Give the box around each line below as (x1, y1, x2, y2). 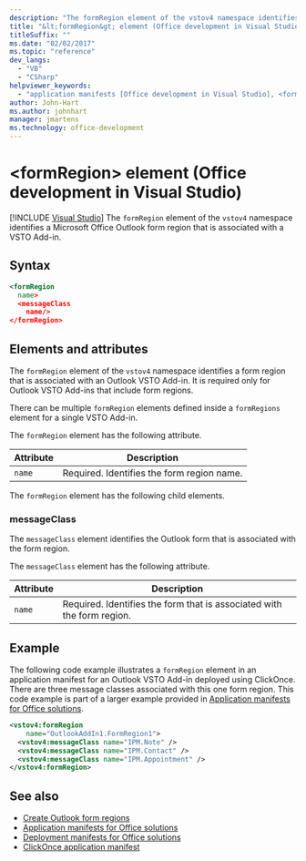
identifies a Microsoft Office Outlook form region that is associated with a (9, 221, 284, 232)
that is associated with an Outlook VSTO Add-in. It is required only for (9, 374, 270, 385)
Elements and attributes (9, 341, 148, 356)
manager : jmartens (9, 115, 79, 124)
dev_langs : (9, 56, 51, 65)
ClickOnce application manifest (22, 842, 140, 853)
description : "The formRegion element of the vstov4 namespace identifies (9, 13, 300, 23)
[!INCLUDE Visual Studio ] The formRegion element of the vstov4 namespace (9, 211, 293, 223)
